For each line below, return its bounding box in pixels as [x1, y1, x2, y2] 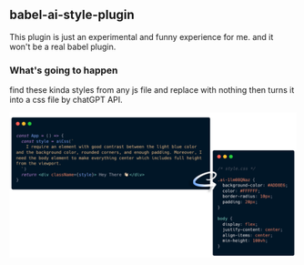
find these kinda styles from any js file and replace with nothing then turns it [9, 85, 295, 96]
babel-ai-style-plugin [9, 7, 135, 23]
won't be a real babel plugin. [9, 41, 117, 52]
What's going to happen [9, 64, 118, 76]
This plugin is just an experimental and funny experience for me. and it [9, 31, 274, 42]
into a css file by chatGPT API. [9, 95, 123, 106]
